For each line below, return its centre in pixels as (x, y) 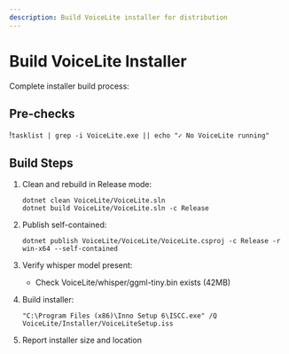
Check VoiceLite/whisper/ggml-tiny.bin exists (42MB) (133, 283)
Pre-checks (42, 113)
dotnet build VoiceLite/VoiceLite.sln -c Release (116, 208)
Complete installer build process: (70, 86)
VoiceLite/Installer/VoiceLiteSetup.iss (98, 324)
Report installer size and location (82, 340)
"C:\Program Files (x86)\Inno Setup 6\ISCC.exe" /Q (119, 316)
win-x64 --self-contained (70, 249)
